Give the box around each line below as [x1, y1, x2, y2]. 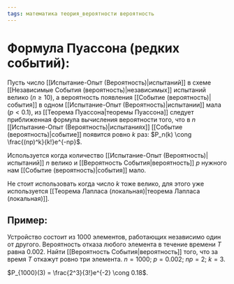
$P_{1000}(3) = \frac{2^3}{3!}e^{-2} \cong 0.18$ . [7, 269, 149, 277]
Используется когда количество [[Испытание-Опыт [7, 151, 162, 159]
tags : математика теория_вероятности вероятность [7, 10, 155, 17]
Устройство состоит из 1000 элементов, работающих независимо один [7, 233, 221, 241]
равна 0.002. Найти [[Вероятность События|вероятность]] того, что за [7, 248, 219, 256]
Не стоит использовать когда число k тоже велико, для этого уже [7, 179, 205, 188]
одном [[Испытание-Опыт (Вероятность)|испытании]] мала [43, 100, 221, 109]
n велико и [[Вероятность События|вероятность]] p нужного [45, 158, 227, 167]
